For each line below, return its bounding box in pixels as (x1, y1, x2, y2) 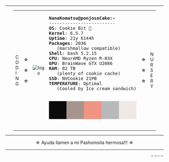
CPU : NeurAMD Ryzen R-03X (48, 55, 113, 61)
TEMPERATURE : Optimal (48, 80, 102, 86)
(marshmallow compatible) (57, 45, 121, 51)
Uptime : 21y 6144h (48, 35, 95, 41)
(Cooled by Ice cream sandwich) (57, 86, 137, 91)
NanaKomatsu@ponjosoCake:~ (48, 15, 116, 21)
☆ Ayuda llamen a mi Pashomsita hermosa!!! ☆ (35, 139, 134, 146)
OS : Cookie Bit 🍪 (48, 25, 92, 31)
